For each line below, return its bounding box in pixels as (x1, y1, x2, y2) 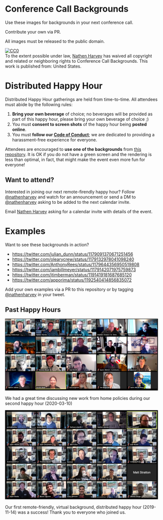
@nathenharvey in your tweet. (5, 291, 65, 297)
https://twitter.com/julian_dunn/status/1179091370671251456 (12, 251, 133, 257)
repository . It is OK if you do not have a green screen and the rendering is (5, 151, 152, 157)
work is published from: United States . (5, 63, 81, 69)
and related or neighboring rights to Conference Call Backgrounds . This (5, 58, 148, 64)
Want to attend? (5, 176, 54, 184)
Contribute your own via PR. (5, 29, 61, 35)
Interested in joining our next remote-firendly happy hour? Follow (5, 189, 135, 195)
